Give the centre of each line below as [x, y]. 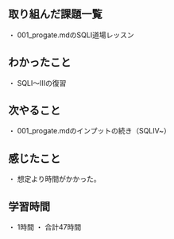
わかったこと [40, 62]
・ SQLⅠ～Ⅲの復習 [37, 83]
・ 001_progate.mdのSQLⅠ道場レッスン [71, 35]
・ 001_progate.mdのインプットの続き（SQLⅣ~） [89, 131]
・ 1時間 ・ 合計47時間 [45, 227]
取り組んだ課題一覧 [55, 14]
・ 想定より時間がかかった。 [54, 179]
